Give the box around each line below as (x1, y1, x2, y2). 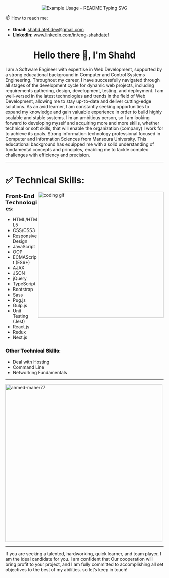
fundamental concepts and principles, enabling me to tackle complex (5, 146, 148, 152)
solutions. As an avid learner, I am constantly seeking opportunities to (5, 103, 150, 109)
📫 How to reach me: (5, 15, 48, 21)
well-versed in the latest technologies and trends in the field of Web (5, 93, 146, 99)
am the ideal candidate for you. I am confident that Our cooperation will (5, 556, 153, 562)
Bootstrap (12, 286, 33, 293)
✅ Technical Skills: (5, 175, 85, 186)
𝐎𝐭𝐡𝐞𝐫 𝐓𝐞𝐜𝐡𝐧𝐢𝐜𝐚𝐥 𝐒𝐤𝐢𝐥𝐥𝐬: (5, 347, 61, 354)
